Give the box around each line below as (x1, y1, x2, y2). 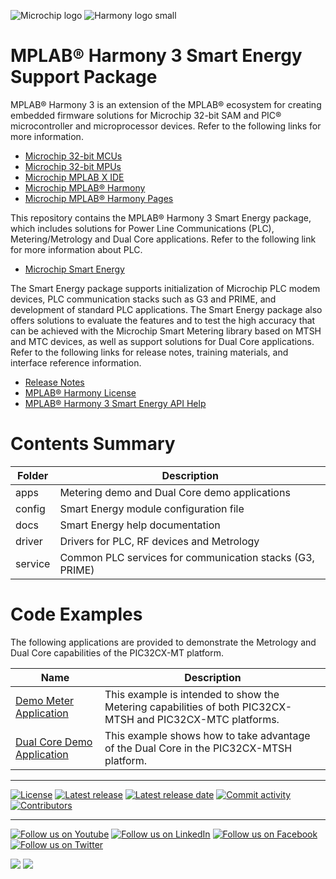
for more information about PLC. (10, 243, 143, 255)
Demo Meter (15, 693, 74, 707)
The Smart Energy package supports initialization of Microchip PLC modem (10, 282, 321, 294)
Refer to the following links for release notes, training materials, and (10, 346, 289, 358)
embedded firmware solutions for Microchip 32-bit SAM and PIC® (10, 109, 282, 121)
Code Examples (10, 603, 143, 626)
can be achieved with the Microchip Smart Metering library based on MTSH (10, 325, 322, 337)
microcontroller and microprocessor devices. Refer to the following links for (10, 120, 322, 132)
